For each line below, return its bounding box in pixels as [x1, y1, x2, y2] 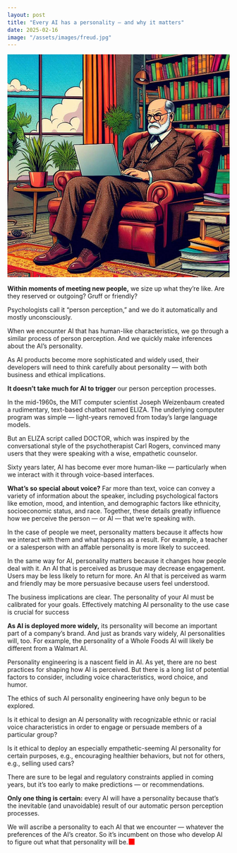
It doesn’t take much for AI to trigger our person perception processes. [7, 384, 217, 393]
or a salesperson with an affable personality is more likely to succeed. [7, 543, 210, 552]
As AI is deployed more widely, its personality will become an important [7, 622, 217, 630]
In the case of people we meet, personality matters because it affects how [7, 528, 224, 537]
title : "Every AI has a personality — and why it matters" [7, 18, 185, 26]
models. [7, 421, 31, 429]
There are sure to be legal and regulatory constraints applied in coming [7, 773, 214, 782]
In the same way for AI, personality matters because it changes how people [7, 557, 227, 565]
